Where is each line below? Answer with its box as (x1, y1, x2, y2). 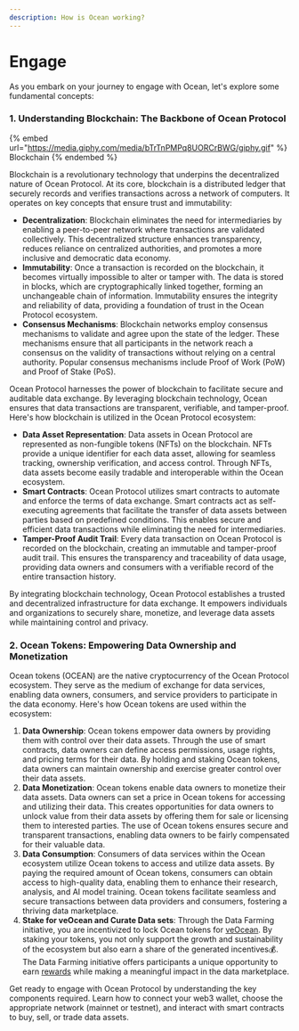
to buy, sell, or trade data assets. (9, 1012, 129, 1023)
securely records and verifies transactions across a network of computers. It (9, 188, 290, 199)
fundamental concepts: (9, 90, 94, 101)
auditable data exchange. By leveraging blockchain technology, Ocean (9, 393, 268, 404)
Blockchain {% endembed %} (9, 151, 118, 162)
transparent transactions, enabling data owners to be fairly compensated (21, 830, 290, 840)
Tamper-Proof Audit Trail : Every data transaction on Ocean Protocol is (21, 533, 282, 544)
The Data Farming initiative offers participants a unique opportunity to (21, 957, 279, 968)
